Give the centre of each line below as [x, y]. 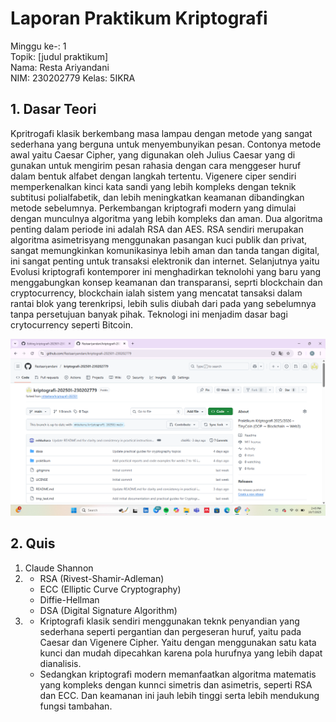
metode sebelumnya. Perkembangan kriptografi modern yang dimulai [153, 208]
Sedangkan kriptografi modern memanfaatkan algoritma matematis [178, 674]
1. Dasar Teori [53, 109]
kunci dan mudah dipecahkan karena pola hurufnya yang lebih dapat [181, 653]
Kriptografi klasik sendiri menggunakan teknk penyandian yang [169, 621]
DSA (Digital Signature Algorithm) [108, 610]
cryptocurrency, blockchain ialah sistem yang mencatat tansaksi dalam [156, 293]
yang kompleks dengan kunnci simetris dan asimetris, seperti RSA [176, 684]
